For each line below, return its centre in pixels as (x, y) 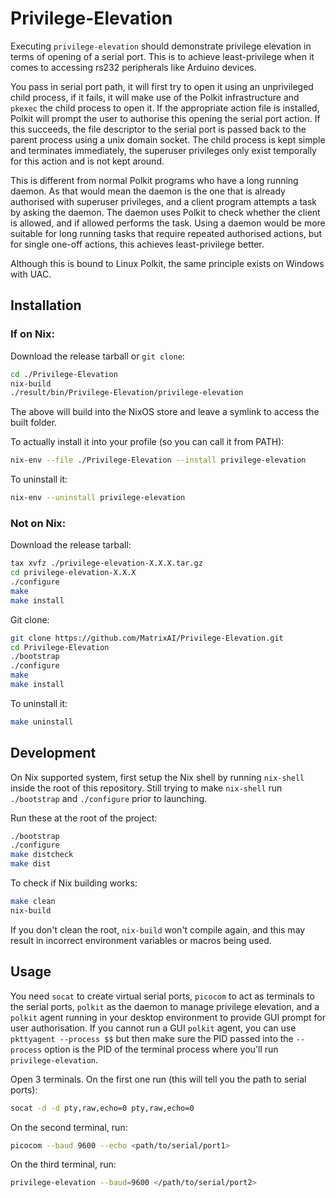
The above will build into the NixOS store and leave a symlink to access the (165, 412)
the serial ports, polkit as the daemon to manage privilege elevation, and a (165, 1006)
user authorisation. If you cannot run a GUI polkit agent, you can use (153, 1028)
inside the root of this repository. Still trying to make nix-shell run (146, 788)
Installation (46, 305)
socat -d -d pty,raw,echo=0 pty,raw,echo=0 (102, 1108)
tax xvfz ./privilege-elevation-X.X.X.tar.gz (106, 563)
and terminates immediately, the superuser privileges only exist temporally (163, 150)
